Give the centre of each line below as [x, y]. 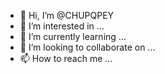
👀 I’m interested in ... [62, 26]
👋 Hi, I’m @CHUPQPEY [67, 15]
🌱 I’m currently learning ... [73, 36]
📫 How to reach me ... [66, 58]
